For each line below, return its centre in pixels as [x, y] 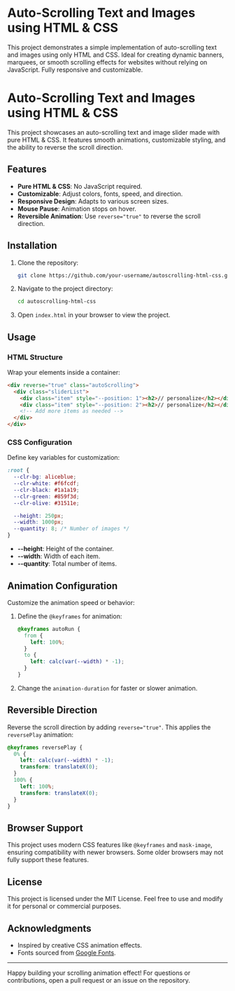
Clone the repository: [48, 262]
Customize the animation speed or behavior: [71, 602]
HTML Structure [35, 357]
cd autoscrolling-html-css [57, 302]
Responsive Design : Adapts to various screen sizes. [93, 201]
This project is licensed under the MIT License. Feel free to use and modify [115, 899]
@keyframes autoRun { [49, 629]
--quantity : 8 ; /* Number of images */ [72, 529]
